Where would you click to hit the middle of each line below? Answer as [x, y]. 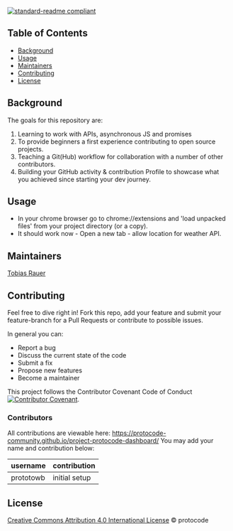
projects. [30, 149]
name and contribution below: [51, 449]
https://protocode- [139, 433]
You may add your [187, 441]
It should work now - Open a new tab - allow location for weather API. [119, 234]
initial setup [72, 478]
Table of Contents [48, 33]
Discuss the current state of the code [72, 355]
